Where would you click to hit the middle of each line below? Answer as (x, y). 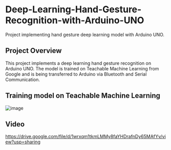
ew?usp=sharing (23, 142)
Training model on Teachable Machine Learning (83, 96)
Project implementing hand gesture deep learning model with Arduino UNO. (85, 34)
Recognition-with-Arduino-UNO (75, 20)
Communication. (23, 79)
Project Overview (34, 51)
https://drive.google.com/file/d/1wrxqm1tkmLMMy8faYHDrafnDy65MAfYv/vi (86, 137)
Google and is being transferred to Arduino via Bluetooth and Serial (76, 74)
